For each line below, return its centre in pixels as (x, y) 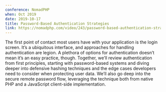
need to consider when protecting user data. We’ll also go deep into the (78, 74)
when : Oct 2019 (21, 14)
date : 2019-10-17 (23, 19)
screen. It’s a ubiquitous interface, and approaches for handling (70, 47)
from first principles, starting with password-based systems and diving (77, 63)
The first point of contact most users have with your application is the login (82, 42)
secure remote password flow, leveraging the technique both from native (79, 79)
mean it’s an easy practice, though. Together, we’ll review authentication (79, 58)
